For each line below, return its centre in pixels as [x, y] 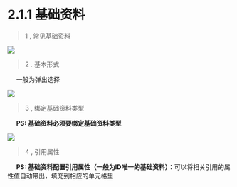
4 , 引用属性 [42, 151]
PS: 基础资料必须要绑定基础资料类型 [69, 123]
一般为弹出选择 [38, 79]
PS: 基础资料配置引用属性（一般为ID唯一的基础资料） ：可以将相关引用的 [120, 167]
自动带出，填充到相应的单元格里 [67, 176]
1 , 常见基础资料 [48, 36]
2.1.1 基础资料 [46, 15]
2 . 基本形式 [42, 64]
